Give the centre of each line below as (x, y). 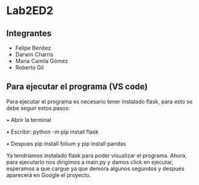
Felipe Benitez (33, 48)
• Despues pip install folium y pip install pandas (66, 143)
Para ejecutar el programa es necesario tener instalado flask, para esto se (99, 101)
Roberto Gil (29, 67)
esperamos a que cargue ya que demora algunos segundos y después (96, 168)
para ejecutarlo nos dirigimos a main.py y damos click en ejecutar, (90, 162)
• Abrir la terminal (29, 119)
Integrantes (29, 33)
